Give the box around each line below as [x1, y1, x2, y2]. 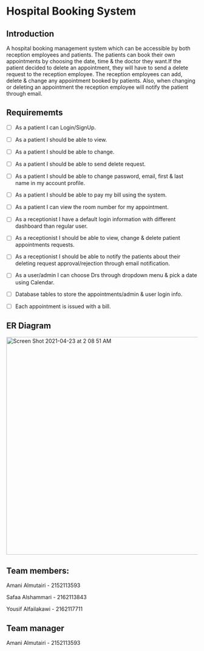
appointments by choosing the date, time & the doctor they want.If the [6, 58, 182, 65]
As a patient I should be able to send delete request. [15, 160, 146, 167]
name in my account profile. [15, 180, 86, 187]
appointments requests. [15, 241, 75, 248]
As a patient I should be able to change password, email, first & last [15, 172, 183, 180]
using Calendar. [15, 278, 55, 286]
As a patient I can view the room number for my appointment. [15, 203, 169, 211]
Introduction [6, 29, 55, 39]
